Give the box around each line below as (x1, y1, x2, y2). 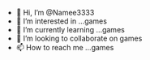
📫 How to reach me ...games (15, 43, 114, 52)
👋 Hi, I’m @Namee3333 (15, 8, 95, 17)
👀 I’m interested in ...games (15, 16, 108, 26)
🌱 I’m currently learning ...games (15, 25, 126, 34)
